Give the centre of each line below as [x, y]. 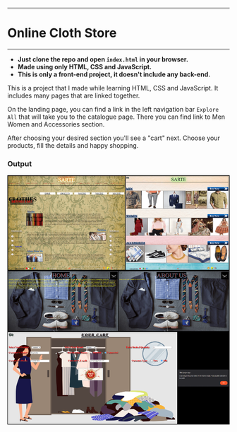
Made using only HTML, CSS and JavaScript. [85, 66]
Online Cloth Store [62, 33]
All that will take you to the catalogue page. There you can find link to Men [116, 117]
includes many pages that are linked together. [74, 95]
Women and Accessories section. [56, 124]
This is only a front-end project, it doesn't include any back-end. [114, 74]
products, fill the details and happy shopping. [73, 145]
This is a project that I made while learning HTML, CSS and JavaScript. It [113, 88]
